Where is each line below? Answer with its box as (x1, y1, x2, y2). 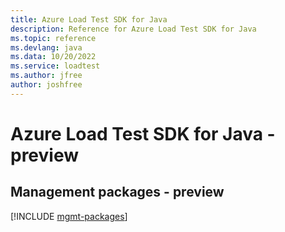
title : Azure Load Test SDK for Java (10, 14, 168, 25)
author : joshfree (10, 80, 83, 90)
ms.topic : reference (10, 33, 97, 43)
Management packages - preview (10, 184, 225, 201)
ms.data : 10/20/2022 (10, 52, 97, 62)
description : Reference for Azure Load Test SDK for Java (10, 24, 257, 34)
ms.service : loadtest (10, 61, 101, 71)
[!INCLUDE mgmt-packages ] (10, 210, 128, 222)
